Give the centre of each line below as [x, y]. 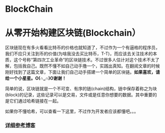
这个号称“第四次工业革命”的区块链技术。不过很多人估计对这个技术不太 [84, 60]
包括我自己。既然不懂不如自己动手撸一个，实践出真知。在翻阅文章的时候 [87, 66]
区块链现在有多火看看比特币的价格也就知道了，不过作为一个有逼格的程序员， [82, 48]
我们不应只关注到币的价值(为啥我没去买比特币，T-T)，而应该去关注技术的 [79, 54]
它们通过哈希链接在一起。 [35, 101]
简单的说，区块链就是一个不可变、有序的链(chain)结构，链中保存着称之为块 [81, 89]
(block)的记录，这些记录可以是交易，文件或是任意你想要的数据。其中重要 [79, 95]
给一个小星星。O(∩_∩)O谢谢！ [36, 78]
